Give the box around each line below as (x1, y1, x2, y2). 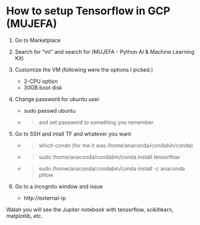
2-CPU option (23, 78, 58, 85)
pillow (38, 171, 54, 178)
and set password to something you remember (38, 118, 154, 126)
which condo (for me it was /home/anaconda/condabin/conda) (38, 141, 193, 149)
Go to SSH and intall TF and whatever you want (14, 130, 131, 137)
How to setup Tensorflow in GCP (6, 4, 171, 18)
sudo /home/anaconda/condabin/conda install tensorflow (38, 153, 180, 161)
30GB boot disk (23, 84, 63, 91)
